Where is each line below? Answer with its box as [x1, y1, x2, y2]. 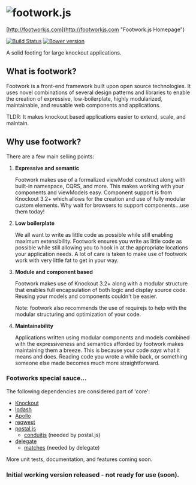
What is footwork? [6, 67, 77, 77]
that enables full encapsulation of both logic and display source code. [14, 286, 188, 293]
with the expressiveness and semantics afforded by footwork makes [14, 340, 184, 347]
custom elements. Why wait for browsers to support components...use [14, 201, 189, 209]
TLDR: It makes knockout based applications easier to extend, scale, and [6, 113, 186, 120]
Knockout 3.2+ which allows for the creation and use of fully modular [14, 195, 186, 202]
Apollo [14, 412, 31, 419]
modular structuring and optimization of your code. [14, 311, 141, 318]
